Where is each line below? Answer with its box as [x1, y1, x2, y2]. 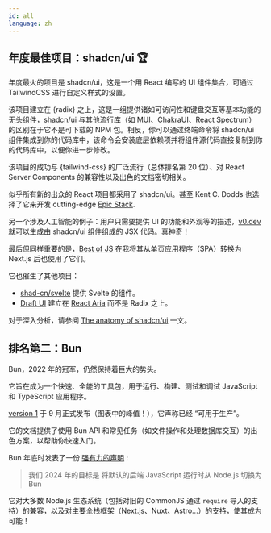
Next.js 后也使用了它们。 [8, 254, 90, 264]
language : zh [8, 19, 52, 27]
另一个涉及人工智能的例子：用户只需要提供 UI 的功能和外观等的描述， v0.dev [8, 217, 261, 227]
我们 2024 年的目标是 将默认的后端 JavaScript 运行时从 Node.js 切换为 [27, 470, 262, 480]
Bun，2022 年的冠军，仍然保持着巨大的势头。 [8, 364, 161, 374]
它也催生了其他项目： [8, 271, 79, 281]
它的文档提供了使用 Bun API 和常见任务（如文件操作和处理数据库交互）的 [8, 426, 251, 435]
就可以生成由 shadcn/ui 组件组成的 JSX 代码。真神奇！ [8, 227, 190, 236]
